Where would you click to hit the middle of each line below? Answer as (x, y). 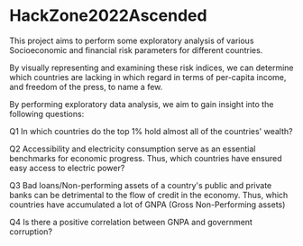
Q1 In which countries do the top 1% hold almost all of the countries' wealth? (151, 131)
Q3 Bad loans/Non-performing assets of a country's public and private (141, 185)
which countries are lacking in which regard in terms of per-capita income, (148, 77)
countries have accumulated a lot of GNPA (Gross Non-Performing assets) (147, 205)
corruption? (31, 232)
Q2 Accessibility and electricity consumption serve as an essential (133, 149)
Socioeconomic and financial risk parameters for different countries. (136, 50)
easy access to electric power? (67, 168)
